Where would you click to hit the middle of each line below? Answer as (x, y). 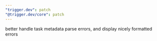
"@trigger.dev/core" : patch (35, 14)
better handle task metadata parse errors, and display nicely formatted (79, 28)
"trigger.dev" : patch (28, 10)
